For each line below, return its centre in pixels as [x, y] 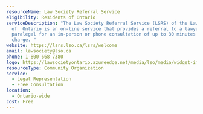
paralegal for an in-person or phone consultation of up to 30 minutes [104, 34]
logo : [13, 62]
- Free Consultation [37, 85]
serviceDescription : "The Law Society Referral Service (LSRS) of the [97, 23]
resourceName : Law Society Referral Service [63, 12]
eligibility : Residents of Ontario [51, 17]
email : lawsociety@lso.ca [39, 51]
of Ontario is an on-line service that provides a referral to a [97, 29]
